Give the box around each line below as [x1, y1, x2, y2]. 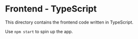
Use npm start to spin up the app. [5, 28, 73, 34]
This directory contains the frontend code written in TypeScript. [5, 19, 134, 25]
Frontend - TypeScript [5, 3, 97, 14]
